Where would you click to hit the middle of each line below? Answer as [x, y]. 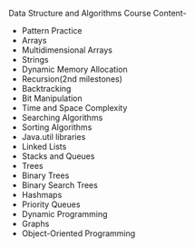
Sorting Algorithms [57, 127]
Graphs [35, 223]
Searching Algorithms [62, 118]
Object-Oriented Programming [78, 233]
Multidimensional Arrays [67, 50]
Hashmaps [42, 195]
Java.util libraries [54, 137]
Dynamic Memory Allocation [74, 69]
